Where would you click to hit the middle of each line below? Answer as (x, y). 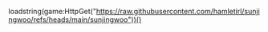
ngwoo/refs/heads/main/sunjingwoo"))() (75, 20)
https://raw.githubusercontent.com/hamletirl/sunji (178, 11)
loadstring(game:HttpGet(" (52, 11)
